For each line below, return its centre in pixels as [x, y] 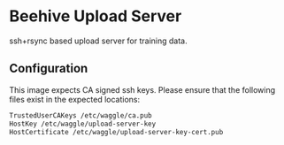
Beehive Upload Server [96, 16]
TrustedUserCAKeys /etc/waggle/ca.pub [81, 115]
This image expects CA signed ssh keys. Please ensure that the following [142, 89]
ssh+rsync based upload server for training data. [98, 41]
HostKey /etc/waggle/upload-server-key [83, 124]
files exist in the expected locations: [74, 99]
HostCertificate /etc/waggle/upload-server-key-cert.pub [116, 132]
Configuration [49, 69]
